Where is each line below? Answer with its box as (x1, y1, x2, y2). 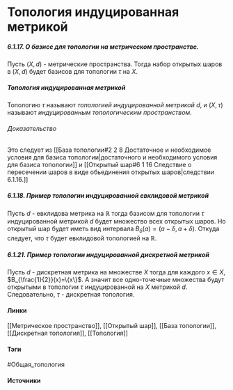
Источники (7, 377, 41, 385)
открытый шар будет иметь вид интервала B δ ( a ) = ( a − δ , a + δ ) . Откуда (7, 224, 220, 235)
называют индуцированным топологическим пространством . (7, 109, 193, 117)
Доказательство (7, 124, 57, 132)
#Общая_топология (7, 360, 65, 369)
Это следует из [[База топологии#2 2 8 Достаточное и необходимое (7, 146, 211, 154)
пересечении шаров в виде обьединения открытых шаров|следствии (7, 168, 214, 176)
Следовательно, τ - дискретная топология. (7, 290, 135, 299)
